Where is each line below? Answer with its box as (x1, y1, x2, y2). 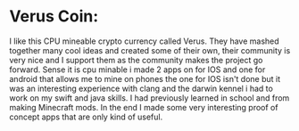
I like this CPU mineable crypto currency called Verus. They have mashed (9, 36, 279, 46)
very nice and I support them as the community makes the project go (9, 54, 263, 65)
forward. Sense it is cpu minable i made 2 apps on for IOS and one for (9, 64, 266, 75)
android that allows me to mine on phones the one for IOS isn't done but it (9, 73, 281, 84)
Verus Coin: (9, 6, 99, 27)
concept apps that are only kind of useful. (9, 111, 163, 122)
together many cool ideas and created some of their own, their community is (9, 45, 291, 55)
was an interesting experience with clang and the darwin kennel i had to (9, 83, 274, 94)
